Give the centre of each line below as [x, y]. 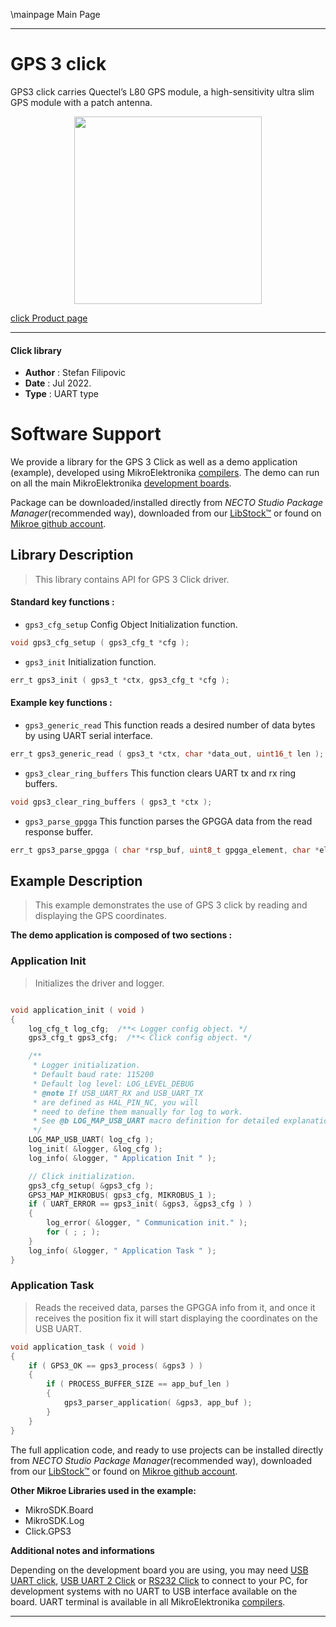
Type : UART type [62, 394]
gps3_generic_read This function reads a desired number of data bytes [170, 725]
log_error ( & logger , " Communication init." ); [147, 1223]
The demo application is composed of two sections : [121, 935]
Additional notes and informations [82, 1550]
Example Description [76, 881]
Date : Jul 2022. [58, 383]
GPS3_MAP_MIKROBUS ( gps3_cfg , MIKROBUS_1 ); [122, 1195]
